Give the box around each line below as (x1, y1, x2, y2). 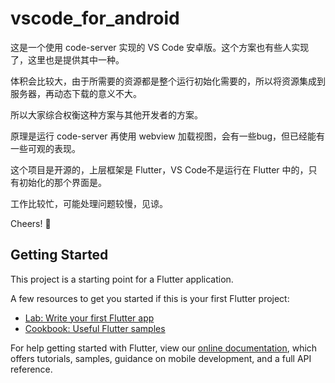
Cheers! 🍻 (10, 217, 52, 229)
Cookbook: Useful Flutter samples (24, 322, 166, 334)
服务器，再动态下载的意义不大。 (10, 87, 142, 99)
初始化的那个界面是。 (18, 176, 107, 188)
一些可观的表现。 (10, 142, 81, 154)
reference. (10, 363, 53, 375)
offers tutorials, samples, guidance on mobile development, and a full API (10, 352, 312, 364)
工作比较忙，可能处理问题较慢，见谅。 (10, 197, 168, 209)
